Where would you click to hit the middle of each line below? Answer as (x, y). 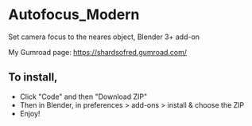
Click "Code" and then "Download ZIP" (83, 96)
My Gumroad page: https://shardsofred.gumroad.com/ (98, 52)
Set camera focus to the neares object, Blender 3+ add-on (104, 37)
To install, (33, 77)
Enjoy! (30, 113)
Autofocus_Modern (74, 15)
